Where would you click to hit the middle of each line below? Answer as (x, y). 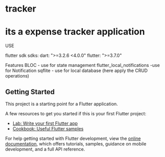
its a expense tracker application (75, 32)
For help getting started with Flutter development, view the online (73, 138)
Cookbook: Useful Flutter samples (48, 128)
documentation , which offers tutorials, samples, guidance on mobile (76, 143)
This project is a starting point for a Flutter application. (62, 104)
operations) (17, 76)
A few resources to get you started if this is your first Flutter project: (76, 113)
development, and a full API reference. (45, 149)
